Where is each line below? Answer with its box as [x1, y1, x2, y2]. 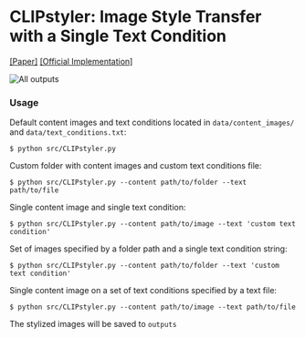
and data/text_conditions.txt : [9, 127, 127, 138]
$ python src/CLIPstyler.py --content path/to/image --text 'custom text [9, 220, 297, 229]
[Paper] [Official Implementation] [9, 56, 133, 67]
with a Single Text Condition [9, 26, 226, 46]
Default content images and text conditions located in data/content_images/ [9, 117, 295, 128]
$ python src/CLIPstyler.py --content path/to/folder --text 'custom [9, 261, 280, 271]
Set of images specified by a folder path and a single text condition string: [9, 243, 288, 254]
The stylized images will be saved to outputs [9, 319, 177, 330]
